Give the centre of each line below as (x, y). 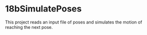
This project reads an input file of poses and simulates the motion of (74, 22)
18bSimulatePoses (43, 9)
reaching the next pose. (29, 27)
